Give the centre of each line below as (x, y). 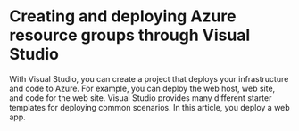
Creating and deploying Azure (123, 16)
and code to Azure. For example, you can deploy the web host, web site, (142, 88)
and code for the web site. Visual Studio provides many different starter (141, 98)
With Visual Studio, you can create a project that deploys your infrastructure (149, 78)
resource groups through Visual (130, 35)
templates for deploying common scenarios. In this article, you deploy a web (149, 107)
